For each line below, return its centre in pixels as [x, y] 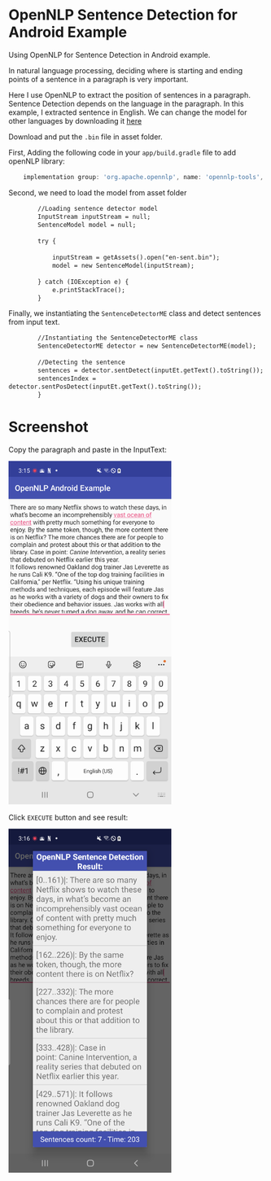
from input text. [34, 321]
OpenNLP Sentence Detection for [123, 15]
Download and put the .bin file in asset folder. [85, 137]
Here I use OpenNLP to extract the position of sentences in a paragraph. [129, 94]
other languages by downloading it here [75, 120]
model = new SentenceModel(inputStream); [123, 265]
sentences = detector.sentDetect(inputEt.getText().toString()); [151, 370]
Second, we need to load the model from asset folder [98, 192]
